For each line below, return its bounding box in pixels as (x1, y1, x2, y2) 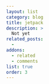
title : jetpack (6, 20, 44, 25)
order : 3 (6, 69, 28, 75)
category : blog (6, 14, 44, 20)
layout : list (6, 8, 38, 15)
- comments (11, 58, 38, 64)
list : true (6, 63, 33, 70)
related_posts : (6, 36, 44, 42)
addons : (6, 47, 25, 53)
